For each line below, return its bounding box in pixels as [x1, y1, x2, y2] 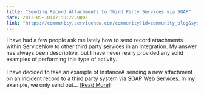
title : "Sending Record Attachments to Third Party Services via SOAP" [6, 8, 191, 15]
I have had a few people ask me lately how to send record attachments [6, 37, 183, 44]
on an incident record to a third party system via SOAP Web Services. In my [6, 75, 195, 82]
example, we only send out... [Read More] [6, 81, 111, 89]
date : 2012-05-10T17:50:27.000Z [6, 14, 88, 20]
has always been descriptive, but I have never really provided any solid [6, 49, 184, 57]
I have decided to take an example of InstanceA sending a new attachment [6, 69, 193, 76]
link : [6, 20, 20, 26]
